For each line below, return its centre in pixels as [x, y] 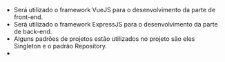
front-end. [28, 17]
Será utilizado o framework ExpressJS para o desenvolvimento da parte [116, 24]
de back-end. [33, 31]
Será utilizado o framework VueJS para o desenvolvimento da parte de [115, 10]
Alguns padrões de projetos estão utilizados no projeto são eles [104, 39]
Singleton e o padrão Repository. [60, 46]
